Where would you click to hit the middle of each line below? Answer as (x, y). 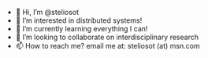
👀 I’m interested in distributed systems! (79, 20)
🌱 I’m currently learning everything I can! (82, 29)
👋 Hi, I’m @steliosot (47, 12)
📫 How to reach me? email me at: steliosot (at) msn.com (108, 46)
